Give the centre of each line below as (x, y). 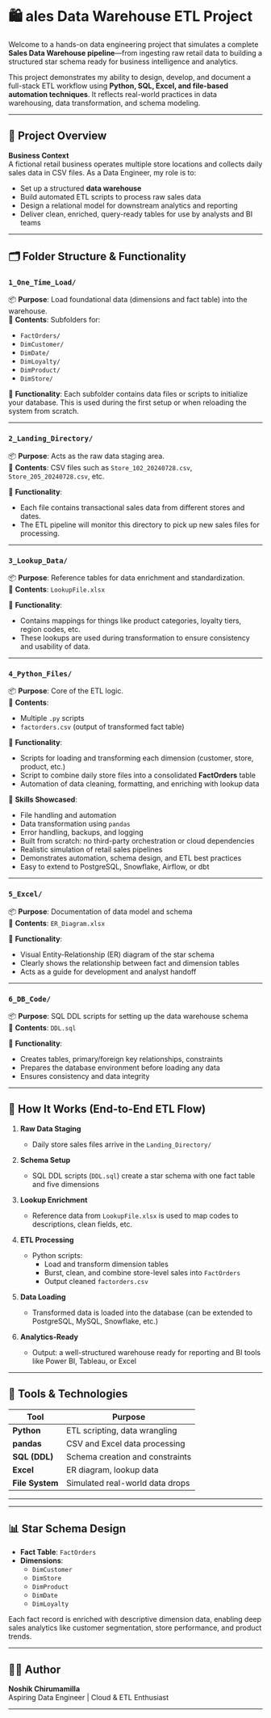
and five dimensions (65, 1184)
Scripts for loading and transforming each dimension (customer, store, (137, 758)
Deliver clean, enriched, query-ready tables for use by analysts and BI (136, 214)
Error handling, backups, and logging (81, 832)
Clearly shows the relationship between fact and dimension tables (129, 962)
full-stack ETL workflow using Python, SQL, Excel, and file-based (118, 86)
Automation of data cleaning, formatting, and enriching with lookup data (140, 784)
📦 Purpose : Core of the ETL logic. (66, 691)
